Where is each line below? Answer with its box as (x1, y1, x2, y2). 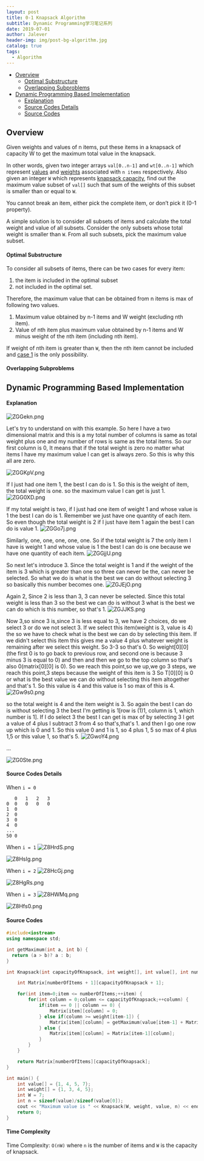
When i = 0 (6, 784, 36, 791)
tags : (6, 49, 20, 55)
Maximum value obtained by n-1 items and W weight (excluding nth (15, 313, 183, 320)
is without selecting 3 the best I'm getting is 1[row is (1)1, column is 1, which (6, 707, 194, 714)
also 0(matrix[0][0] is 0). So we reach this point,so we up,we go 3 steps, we (6, 662, 196, 670)
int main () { (6, 1075, 39, 1081)
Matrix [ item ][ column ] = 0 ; (49, 1007, 118, 1014)
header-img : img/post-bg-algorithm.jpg (6, 37, 107, 43)
